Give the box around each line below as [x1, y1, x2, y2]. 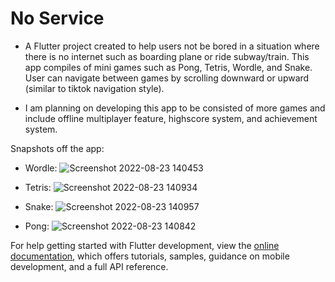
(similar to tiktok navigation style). [24, 82, 165, 94]
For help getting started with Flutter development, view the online [10, 239, 280, 251]
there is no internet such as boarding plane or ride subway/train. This [24, 50, 310, 62]
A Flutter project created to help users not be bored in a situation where [24, 40, 320, 52]
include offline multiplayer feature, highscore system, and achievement [24, 112, 318, 124]
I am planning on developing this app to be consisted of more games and [24, 102, 326, 114]
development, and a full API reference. [10, 260, 169, 272]
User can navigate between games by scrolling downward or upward [24, 72, 310, 84]
